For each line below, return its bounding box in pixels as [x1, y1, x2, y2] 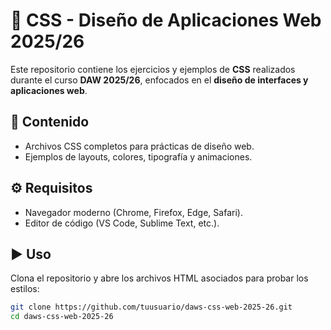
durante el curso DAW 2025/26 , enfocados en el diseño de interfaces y [10, 74, 309, 86]
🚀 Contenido [10, 114, 90, 131]
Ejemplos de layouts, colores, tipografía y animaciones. [24, 150, 253, 163]
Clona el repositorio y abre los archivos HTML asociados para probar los [10, 272, 309, 284]
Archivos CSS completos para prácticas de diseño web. [24, 140, 255, 152]
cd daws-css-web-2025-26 [10, 312, 114, 322]
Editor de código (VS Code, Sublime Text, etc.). [24, 217, 220, 229]
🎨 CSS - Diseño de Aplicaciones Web [10, 9, 322, 32]
